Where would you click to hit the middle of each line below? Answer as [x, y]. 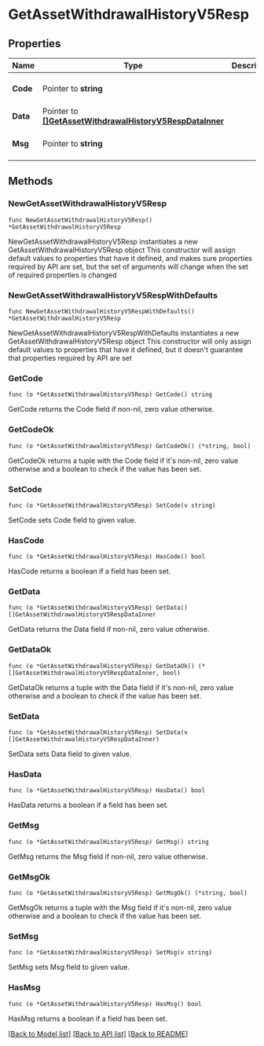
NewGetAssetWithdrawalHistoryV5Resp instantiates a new [103, 241]
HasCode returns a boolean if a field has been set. [90, 571]
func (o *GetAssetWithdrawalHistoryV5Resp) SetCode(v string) [112, 505]
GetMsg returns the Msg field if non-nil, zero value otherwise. [108, 856]
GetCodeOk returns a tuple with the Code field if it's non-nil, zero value [123, 461]
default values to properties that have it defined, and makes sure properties [130, 258]
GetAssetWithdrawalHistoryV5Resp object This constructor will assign [122, 250]
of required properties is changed [62, 275]
